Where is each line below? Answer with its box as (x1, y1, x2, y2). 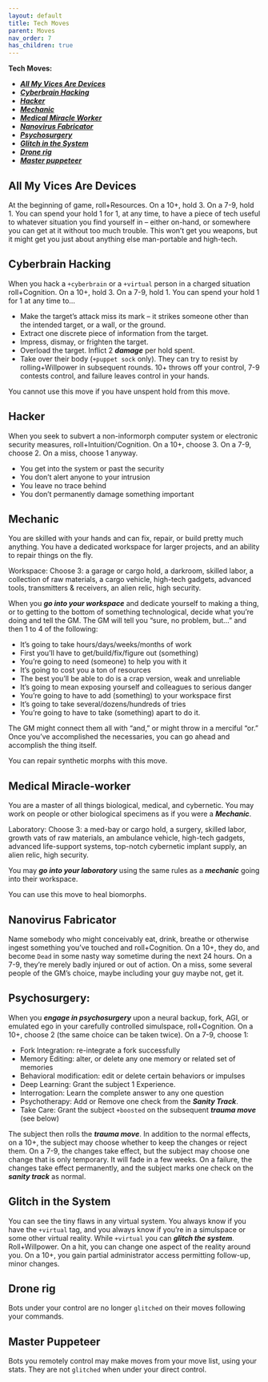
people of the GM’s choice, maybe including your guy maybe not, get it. (8, 968, 244, 978)
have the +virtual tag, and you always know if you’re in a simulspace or (8, 1224, 246, 1235)
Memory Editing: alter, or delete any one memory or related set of (19, 1053, 236, 1063)
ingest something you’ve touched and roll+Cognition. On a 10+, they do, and (8, 943, 260, 952)
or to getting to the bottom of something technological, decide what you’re (8, 607, 254, 617)
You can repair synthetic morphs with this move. (8, 756, 168, 766)
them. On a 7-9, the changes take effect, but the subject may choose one (8, 1146, 250, 1155)
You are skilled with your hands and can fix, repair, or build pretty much (8, 534, 244, 544)
